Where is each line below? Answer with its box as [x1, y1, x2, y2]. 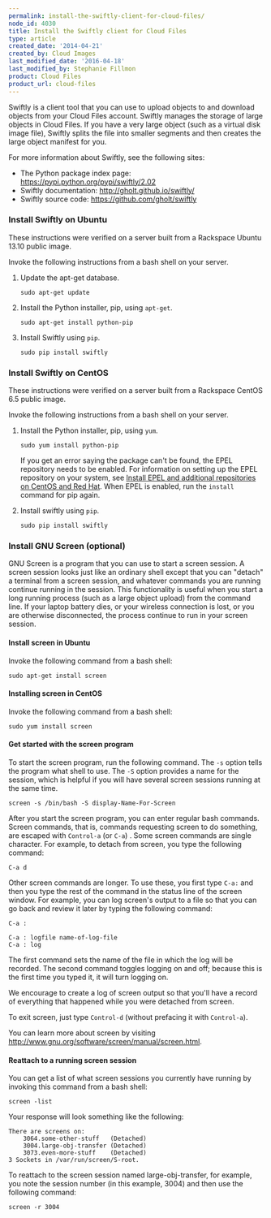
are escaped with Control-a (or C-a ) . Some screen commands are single [8, 831, 252, 840]
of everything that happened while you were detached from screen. [8, 996, 234, 1006]
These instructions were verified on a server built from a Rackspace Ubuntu [8, 232, 262, 242]
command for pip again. [19, 490, 101, 500]
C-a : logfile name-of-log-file [8, 934, 118, 942]
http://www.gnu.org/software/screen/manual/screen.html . [8, 1037, 203, 1046]
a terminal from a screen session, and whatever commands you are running [8, 576, 261, 585]
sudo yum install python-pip [19, 442, 119, 450]
